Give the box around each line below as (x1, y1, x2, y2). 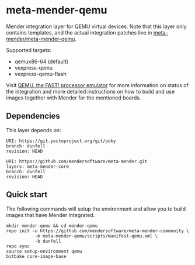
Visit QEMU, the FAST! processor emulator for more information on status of (6, 81, 189, 88)
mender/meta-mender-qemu (6, 35, 75, 42)
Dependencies (6, 111, 60, 121)
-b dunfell (34, 238, 61, 244)
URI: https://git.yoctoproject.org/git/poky (6, 138, 116, 144)
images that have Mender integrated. (6, 211, 95, 218)
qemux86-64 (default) (14, 58, 69, 65)
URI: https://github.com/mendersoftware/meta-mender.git (6, 159, 148, 164)
